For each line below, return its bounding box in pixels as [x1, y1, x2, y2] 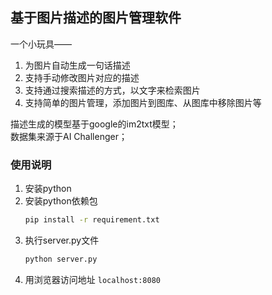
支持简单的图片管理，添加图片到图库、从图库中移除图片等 [24, 96, 262, 108]
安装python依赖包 [24, 195, 98, 207]
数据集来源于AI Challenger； [10, 130, 128, 142]
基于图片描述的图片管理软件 [10, 9, 182, 27]
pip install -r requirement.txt [24, 215, 160, 225]
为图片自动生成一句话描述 [24, 59, 131, 71]
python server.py [24, 254, 98, 264]
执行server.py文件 [24, 234, 100, 246]
